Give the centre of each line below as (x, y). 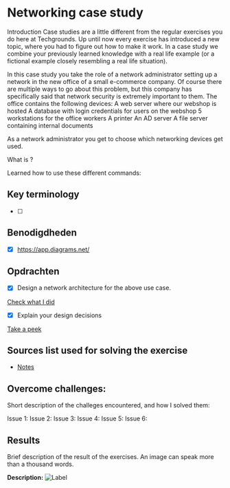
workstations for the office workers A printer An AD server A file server (107, 118)
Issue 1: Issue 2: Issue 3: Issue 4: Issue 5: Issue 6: (77, 418)
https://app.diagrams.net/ (53, 249)
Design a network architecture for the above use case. (94, 288)
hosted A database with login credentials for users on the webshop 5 (105, 111)
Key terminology (44, 194)
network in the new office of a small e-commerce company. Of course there (115, 81)
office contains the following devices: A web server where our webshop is (112, 103)
